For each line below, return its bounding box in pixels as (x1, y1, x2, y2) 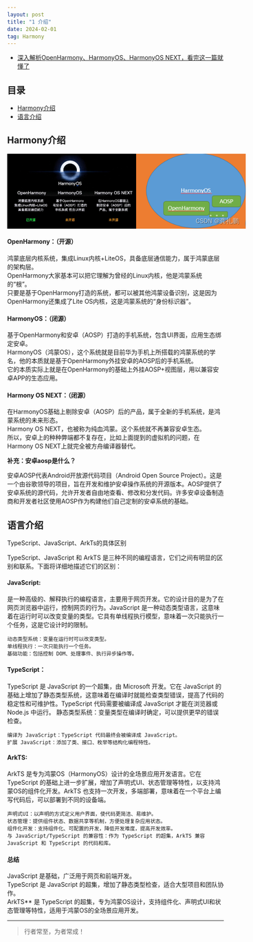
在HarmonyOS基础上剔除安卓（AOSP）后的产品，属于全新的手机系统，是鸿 (7, 407, 221, 416)
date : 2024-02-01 (7, 25, 57, 32)
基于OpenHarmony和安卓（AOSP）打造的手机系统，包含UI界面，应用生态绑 (7, 331, 222, 339)
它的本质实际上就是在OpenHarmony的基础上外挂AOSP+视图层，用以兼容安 (7, 365, 219, 373)
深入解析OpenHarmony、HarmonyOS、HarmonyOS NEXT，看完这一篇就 (16, 54, 223, 62)
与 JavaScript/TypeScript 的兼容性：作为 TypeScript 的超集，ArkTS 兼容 (7, 832, 205, 839)
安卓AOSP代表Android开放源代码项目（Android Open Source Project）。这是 (7, 471, 222, 480)
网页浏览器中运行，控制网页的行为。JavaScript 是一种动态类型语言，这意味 (7, 603, 220, 611)
